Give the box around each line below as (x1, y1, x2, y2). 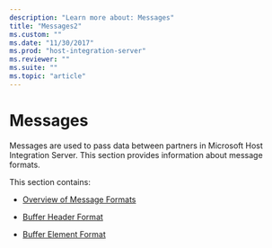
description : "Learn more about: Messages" (9, 13, 175, 22)
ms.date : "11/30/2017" (9, 38, 94, 48)
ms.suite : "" (9, 64, 58, 73)
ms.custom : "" (9, 30, 63, 39)
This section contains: (9, 176, 92, 187)
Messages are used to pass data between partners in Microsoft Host (9, 140, 263, 151)
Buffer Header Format (22, 211, 103, 222)
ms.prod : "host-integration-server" (9, 47, 146, 56)
